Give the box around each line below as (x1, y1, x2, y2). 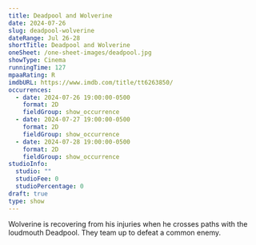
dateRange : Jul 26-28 (8, 34, 81, 42)
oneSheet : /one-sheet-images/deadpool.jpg (8, 49, 152, 57)
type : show (8, 197, 45, 205)
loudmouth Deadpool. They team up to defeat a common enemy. (8, 227, 222, 237)
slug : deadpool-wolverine (8, 26, 94, 34)
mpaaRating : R (8, 71, 56, 79)
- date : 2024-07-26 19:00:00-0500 (15, 93, 130, 101)
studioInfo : (8, 160, 48, 168)
